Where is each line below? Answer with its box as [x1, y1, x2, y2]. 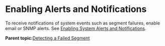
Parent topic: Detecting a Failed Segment [5, 35, 90, 41]
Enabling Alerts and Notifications [5, 3, 147, 15]
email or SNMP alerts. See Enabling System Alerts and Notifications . [5, 25, 147, 31]
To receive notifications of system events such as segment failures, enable [5, 20, 160, 26]
